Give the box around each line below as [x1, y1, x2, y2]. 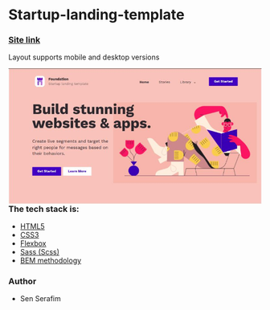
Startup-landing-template [8, 6, 185, 24]
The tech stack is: [8, 203, 80, 214]
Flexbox [19, 239, 47, 248]
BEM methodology [19, 255, 82, 266]
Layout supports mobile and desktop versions [8, 52, 160, 62]
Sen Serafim [19, 294, 62, 304]
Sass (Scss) [19, 247, 60, 257]
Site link [8, 35, 41, 46]
